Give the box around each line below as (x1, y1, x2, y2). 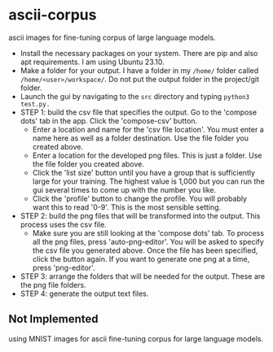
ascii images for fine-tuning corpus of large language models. (8, 33, 216, 42)
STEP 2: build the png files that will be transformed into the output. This (20, 211, 261, 220)
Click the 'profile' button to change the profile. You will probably (32, 193, 247, 203)
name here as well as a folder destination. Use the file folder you (32, 133, 249, 143)
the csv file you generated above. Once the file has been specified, (32, 246, 258, 255)
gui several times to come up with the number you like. (32, 185, 217, 194)
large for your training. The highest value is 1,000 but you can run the (32, 176, 265, 186)
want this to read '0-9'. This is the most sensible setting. (32, 202, 222, 212)
